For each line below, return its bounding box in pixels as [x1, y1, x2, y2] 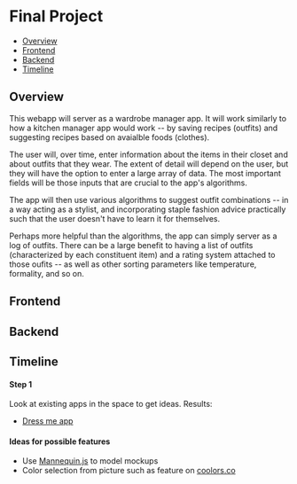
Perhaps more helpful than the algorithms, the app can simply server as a [9, 230, 277, 241]
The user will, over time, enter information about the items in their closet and [9, 149, 288, 160]
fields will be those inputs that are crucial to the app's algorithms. [9, 177, 248, 188]
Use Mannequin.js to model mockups [21, 456, 159, 466]
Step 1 [9, 379, 33, 389]
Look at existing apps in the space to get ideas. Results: [9, 399, 213, 410]
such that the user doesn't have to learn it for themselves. [9, 213, 221, 223]
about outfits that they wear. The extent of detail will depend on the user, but [9, 158, 289, 169]
